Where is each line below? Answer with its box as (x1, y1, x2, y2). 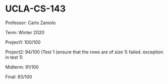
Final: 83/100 (5, 73, 32, 79)
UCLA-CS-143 (5, 3, 66, 15)
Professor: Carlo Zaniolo (5, 20, 56, 26)
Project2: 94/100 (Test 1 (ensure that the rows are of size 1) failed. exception (5, 49, 163, 55)
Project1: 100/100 (5, 39, 41, 45)
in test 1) (5, 54, 23, 60)
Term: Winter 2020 (5, 29, 44, 35)
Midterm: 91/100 (5, 64, 39, 70)
